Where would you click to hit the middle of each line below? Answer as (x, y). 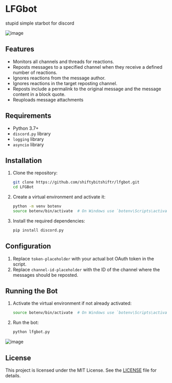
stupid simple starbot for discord (40, 23)
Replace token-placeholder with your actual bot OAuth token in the (83, 258)
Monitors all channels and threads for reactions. (63, 62)
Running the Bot (32, 291)
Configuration (28, 246)
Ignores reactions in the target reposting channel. (65, 83)
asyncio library (28, 145)
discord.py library (32, 133)
